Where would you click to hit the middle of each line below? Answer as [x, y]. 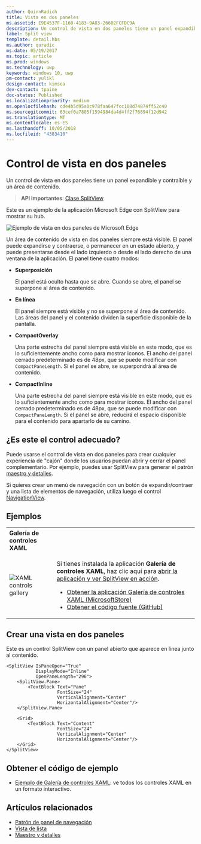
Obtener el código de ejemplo [62, 768]
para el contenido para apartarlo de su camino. [73, 421]
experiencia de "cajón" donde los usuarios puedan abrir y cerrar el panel [96, 461]
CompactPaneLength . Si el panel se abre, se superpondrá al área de [96, 366]
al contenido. [22, 655]
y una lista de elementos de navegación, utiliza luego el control [84, 491]
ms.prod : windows [28, 62]
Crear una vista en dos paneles [65, 634]
